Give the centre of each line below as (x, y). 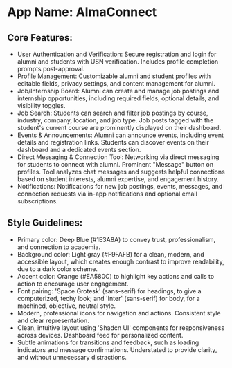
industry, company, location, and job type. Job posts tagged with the (115, 120)
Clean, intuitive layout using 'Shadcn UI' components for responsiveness (121, 328)
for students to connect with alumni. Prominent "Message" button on (115, 164)
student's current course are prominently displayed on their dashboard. (119, 128)
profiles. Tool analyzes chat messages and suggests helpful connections (121, 172)
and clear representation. (53, 320)
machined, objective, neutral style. (66, 306)
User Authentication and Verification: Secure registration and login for (117, 54)
